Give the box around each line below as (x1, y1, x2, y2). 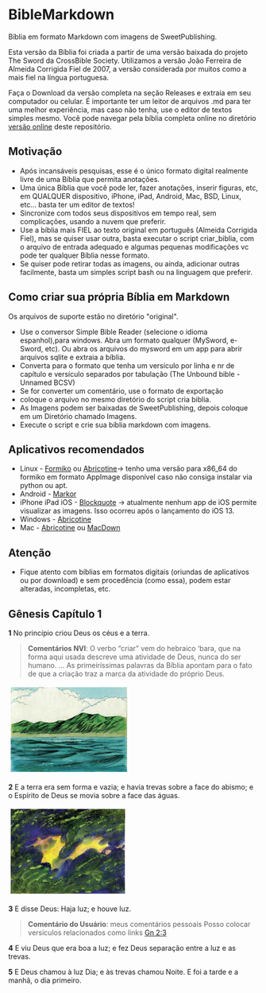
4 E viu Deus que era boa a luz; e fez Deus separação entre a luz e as (8, 944, 237, 952)
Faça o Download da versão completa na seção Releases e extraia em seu (8, 87, 252, 97)
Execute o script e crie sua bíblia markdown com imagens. (19, 420, 211, 429)
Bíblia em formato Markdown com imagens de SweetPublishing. (8, 32, 218, 41)
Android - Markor (19, 489, 77, 498)
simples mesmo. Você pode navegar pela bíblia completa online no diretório (8, 113, 256, 122)
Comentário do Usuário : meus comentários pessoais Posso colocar (27, 920, 251, 929)
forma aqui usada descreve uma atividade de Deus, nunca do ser (27, 652, 241, 661)
